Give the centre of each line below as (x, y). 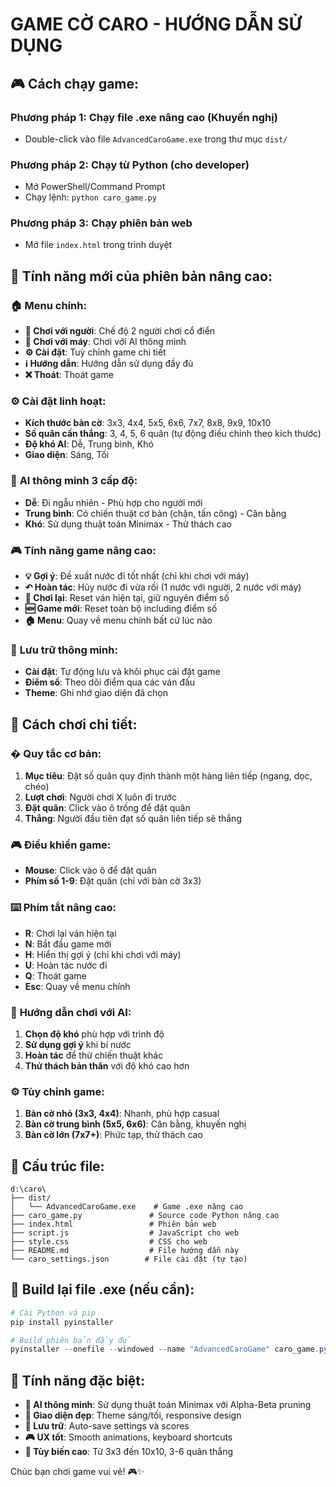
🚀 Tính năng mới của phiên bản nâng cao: (141, 276)
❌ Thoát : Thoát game (69, 375)
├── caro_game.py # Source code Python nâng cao (145, 1216)
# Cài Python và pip (53, 1313)
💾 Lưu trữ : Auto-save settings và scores (107, 1426)
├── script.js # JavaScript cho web (125, 1233)
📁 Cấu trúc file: (57, 1166)
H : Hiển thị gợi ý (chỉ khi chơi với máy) (103, 954)
